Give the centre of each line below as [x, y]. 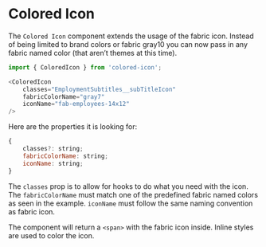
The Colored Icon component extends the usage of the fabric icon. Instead [131, 36]
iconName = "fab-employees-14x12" [76, 104]
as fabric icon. [32, 211]
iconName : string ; [53, 163]
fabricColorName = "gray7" [64, 96]
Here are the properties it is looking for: [73, 127]
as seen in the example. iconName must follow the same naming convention [131, 203]
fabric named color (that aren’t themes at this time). [93, 53]
